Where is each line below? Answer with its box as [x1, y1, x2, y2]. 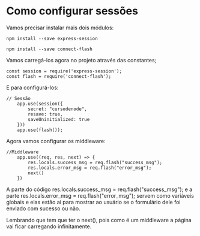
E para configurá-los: [6, 84, 59, 91]
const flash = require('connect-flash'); [6, 73, 112, 79]
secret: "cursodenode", [28, 106, 87, 112]
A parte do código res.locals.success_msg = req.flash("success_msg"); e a [6, 186, 193, 193]
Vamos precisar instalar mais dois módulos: [6, 24, 114, 31]
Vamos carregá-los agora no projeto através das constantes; [6, 56, 157, 63]
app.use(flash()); [17, 127, 63, 133]
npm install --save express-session [6, 35, 98, 41]
